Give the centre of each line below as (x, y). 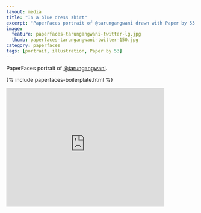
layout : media (24, 12)
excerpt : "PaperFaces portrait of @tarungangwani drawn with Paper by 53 (101, 23)
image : (14, 29)
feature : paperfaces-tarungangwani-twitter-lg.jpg (76, 34)
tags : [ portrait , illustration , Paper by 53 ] (64, 51)
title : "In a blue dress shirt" (47, 17)
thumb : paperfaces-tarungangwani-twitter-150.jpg (75, 40)
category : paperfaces (33, 46)
